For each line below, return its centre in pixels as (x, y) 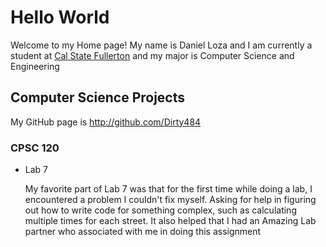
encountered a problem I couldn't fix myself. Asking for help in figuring (170, 200)
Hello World (60, 17)
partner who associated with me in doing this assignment (143, 232)
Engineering (35, 66)
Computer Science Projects (98, 97)
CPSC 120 (35, 148)
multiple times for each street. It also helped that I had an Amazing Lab (170, 221)
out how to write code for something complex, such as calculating (160, 210)
